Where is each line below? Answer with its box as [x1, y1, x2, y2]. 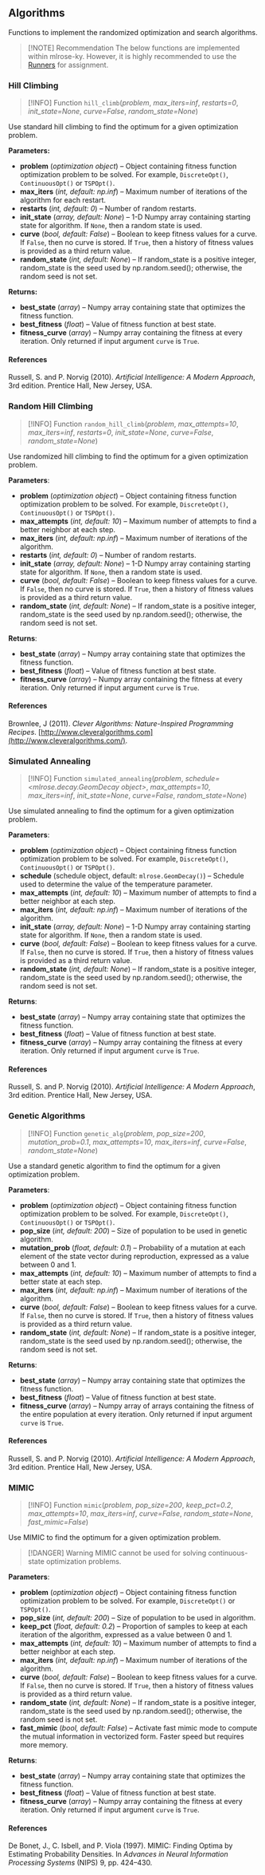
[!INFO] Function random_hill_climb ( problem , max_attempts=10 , [27, 419, 239, 428]
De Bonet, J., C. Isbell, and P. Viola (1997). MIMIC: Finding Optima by [8, 1841, 233, 1850]
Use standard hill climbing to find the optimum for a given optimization [8, 122, 239, 132]
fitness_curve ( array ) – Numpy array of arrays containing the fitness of [19, 1400, 255, 1411]
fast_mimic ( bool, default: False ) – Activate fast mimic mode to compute [19, 1723, 258, 1733]
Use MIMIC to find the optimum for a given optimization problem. [8, 1533, 221, 1542]
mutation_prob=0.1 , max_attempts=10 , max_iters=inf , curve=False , [27, 1137, 247, 1147]
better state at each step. [19, 1277, 103, 1286]
